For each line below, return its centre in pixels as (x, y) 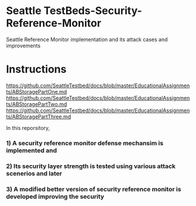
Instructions (36, 69)
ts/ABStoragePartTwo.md (37, 104)
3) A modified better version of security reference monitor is (94, 189)
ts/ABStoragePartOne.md (37, 91)
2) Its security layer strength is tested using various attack (91, 166)
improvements (23, 46)
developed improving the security (55, 196)
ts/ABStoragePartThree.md (39, 116)
